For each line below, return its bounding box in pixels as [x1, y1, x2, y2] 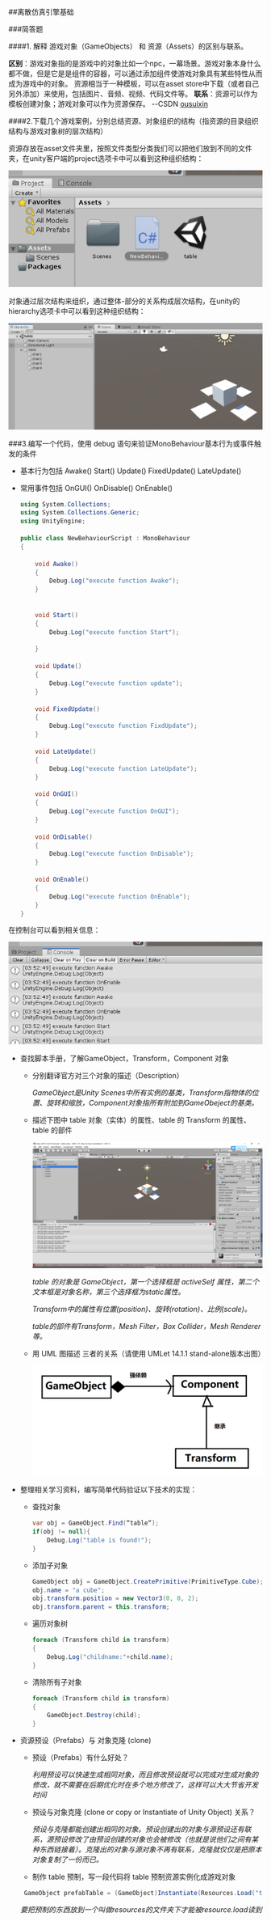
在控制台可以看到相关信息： [8, 925, 101, 935]
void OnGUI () [35, 790, 79, 798]
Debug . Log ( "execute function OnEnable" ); [49, 892, 191, 900]
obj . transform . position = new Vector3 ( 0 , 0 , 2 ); [31, 1594, 199, 1603]
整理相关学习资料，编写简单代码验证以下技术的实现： [19, 1485, 198, 1495]
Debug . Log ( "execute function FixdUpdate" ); [49, 722, 198, 730]
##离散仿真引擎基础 [8, 7, 74, 16]
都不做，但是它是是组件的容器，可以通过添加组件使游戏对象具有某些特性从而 [8, 69, 263, 78]
